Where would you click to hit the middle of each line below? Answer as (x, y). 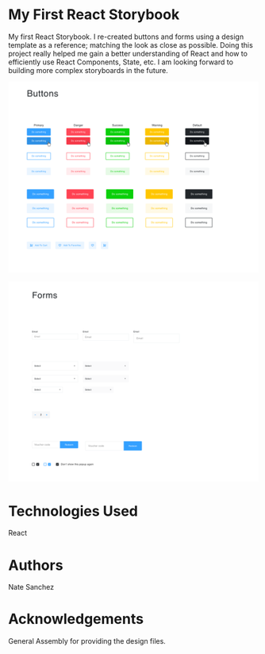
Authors (36, 565)
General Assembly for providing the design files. (87, 641)
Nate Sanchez (31, 587)
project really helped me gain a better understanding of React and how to (128, 53)
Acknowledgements (76, 619)
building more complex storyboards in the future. (88, 70)
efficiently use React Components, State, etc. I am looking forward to (121, 62)
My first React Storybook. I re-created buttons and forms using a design (126, 37)
